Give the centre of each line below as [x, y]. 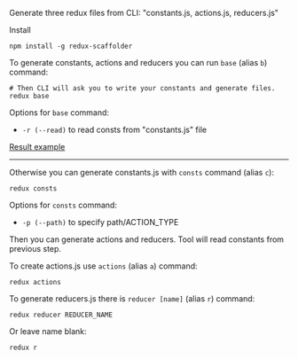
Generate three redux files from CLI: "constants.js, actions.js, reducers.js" [144, 13]
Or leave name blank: [48, 331]
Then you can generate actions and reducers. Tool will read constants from [147, 239]
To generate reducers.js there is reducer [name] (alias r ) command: [132, 299]
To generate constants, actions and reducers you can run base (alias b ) [138, 62]
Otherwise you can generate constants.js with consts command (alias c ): [142, 172]
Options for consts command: [63, 205]
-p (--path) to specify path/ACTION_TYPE [100, 222]
